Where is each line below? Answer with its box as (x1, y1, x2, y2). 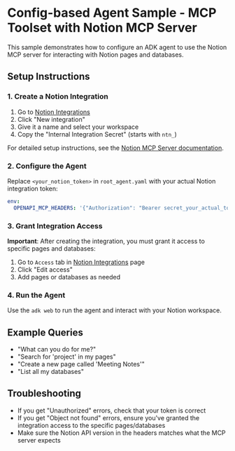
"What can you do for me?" (17, 345, 97, 354)
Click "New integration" (17, 115, 85, 123)
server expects (17, 436, 61, 444)
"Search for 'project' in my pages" (17, 352, 117, 361)
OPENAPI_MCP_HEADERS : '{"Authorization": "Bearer (13, 204, 161, 211)
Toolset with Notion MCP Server (7, 20, 197, 36)
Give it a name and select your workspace (17, 123, 139, 131)
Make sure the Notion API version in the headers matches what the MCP (17, 429, 226, 437)
